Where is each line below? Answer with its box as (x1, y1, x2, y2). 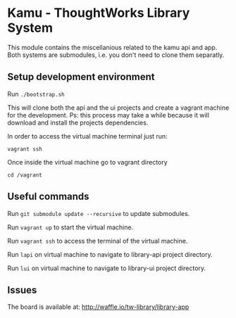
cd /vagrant (7, 171, 42, 179)
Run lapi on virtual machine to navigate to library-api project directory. (7, 250, 213, 258)
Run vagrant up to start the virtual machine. (7, 223, 134, 231)
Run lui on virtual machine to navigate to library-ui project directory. (7, 264, 206, 272)
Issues (7, 284, 37, 296)
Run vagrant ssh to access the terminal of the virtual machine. (7, 236, 188, 245)
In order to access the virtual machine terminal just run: (7, 132, 168, 140)
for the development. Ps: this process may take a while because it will (7, 110, 210, 119)
